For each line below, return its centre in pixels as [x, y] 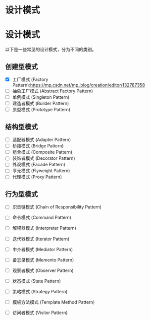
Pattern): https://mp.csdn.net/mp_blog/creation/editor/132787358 [78, 85]
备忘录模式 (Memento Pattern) [43, 260]
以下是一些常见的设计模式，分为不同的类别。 [51, 50]
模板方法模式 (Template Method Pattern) [53, 302]
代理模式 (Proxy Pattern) [37, 177]
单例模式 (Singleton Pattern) [41, 97]
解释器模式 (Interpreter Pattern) [44, 228]
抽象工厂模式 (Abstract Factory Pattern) [52, 91]
